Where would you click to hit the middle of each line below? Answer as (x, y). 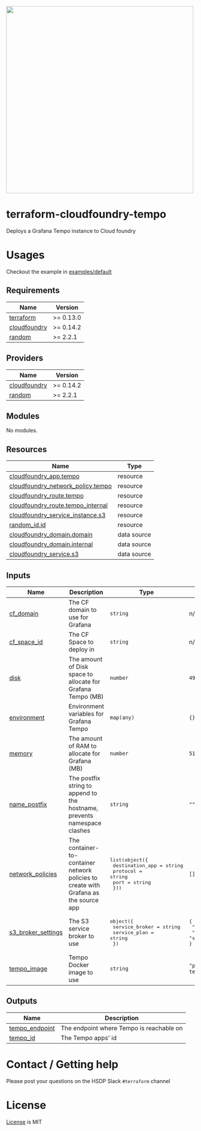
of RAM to (83, 746)
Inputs (19, 575)
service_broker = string (147, 927)
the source (83, 900)
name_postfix (28, 804)
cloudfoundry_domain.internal (51, 544)
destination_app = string (148, 865)
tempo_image (28, 968)
